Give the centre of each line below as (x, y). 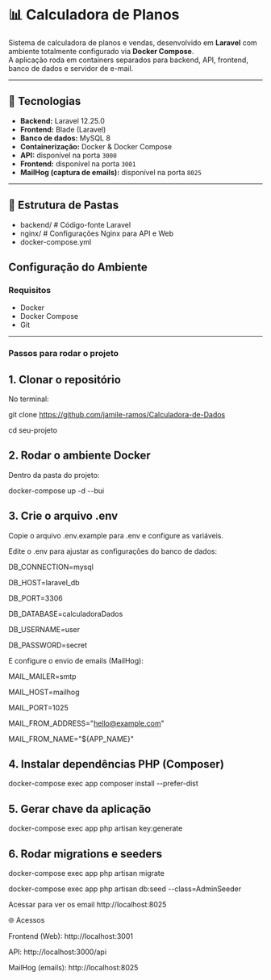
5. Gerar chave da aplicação (80, 808)
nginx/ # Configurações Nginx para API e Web (97, 233)
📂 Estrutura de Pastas (64, 205)
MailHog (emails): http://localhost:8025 (73, 968)
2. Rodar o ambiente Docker (79, 456)
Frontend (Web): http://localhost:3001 (71, 936)
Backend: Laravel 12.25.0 (62, 120)
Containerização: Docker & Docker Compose (96, 146)
